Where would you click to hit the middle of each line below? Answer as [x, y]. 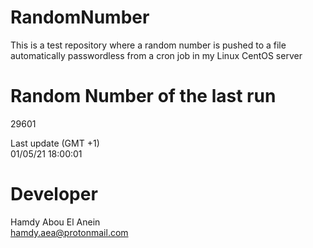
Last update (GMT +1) [55, 143]
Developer [54, 194]
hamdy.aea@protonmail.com [69, 232]
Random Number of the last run [143, 96]
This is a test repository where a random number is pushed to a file [148, 45]
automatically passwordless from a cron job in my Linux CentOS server [156, 55]
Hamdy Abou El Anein [55, 222]
